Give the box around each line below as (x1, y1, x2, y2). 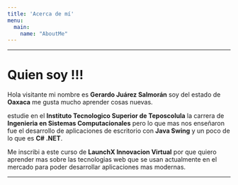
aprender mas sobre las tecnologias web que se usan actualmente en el (7, 155, 217, 164)
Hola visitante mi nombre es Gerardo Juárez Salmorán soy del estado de (7, 90, 221, 99)
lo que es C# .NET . (7, 134, 63, 143)
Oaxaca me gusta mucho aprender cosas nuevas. (7, 98, 154, 107)
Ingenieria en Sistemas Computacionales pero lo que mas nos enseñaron (7, 119, 225, 128)
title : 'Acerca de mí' (7, 10, 74, 18)
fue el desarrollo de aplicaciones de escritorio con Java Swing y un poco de (7, 126, 230, 135)
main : (13, 23, 30, 30)
